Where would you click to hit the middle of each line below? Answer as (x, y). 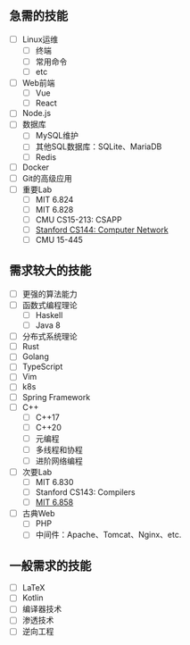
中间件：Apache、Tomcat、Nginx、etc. (108, 535)
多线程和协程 (59, 449)
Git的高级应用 (47, 178)
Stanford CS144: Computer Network (102, 230)
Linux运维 (40, 39)
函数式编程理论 (50, 305)
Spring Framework (56, 397)
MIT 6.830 (54, 482)
